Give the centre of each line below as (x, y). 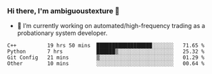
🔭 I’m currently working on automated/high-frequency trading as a (111, 26)
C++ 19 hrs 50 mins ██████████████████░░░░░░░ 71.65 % (106, 46)
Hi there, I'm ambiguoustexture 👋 (64, 11)
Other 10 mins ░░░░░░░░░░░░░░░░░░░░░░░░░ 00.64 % (106, 64)
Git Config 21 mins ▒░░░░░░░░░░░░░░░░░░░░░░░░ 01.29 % (106, 58)
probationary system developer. (62, 33)
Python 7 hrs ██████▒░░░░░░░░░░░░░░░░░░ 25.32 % (106, 52)
